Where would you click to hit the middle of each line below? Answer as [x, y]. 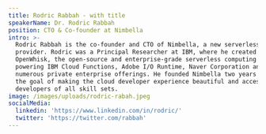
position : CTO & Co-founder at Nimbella [76, 30]
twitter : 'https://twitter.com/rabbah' [81, 118]
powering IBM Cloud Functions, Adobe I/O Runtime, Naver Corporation [132, 67]
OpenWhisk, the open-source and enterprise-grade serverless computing [136, 60]
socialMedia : [30, 103]
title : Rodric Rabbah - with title [67, 15]
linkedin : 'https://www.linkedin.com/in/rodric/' [99, 111]
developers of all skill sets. [67, 89]
